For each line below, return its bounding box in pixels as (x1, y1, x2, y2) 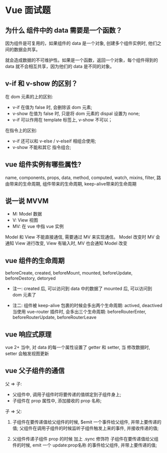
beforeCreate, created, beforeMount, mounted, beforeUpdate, (5, 270, 133, 276)
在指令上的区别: (5, 127, 37, 133)
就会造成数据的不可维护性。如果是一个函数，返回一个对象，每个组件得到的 (5, 57, 158, 63)
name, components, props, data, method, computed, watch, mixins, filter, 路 (5, 174, 161, 180)
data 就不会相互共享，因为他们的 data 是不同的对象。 (5, 63, 115, 69)
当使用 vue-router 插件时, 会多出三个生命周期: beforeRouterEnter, (12, 308, 147, 315)
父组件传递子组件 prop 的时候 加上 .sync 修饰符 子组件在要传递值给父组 (12, 435, 159, 441)
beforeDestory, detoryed (5, 275, 56, 281)
